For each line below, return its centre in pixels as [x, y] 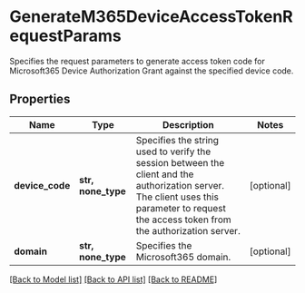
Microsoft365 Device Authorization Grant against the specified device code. [152, 71]
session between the [180, 162]
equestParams [65, 36]
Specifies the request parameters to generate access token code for [138, 61]
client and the [165, 174]
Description [188, 124]
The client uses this [177, 197]
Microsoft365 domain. [183, 257]
